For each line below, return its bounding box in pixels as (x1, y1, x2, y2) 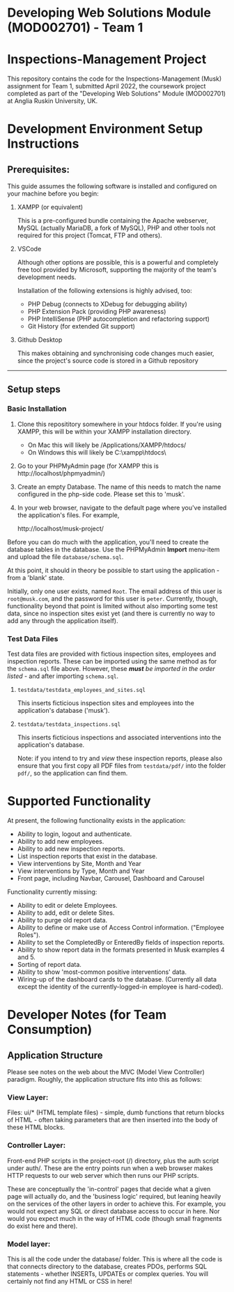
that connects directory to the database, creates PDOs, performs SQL (7, 1262, 208, 1270)
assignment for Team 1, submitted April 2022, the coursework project (7, 82, 206, 90)
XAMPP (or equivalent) (17, 203, 84, 212)
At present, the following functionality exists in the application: (7, 817, 186, 825)
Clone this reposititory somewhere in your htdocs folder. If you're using (17, 420, 221, 428)
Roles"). (17, 931, 40, 939)
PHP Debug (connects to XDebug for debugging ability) (27, 300, 187, 308)
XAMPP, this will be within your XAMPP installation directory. (17, 427, 192, 436)
